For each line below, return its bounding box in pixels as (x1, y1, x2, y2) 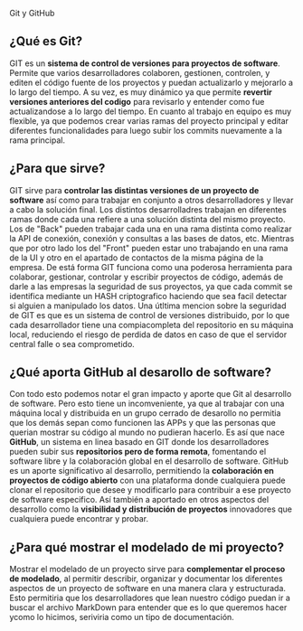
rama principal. (9, 135, 66, 146)
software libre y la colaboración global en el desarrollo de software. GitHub (9, 456, 289, 466)
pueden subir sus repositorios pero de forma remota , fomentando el (9, 447, 267, 457)
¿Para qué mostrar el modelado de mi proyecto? (9, 540, 285, 555)
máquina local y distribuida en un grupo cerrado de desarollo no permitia (9, 408, 281, 419)
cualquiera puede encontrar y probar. (9, 513, 149, 524)
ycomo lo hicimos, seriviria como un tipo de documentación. (9, 612, 235, 623)
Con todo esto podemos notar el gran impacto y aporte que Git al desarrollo (9, 389, 292, 400)
